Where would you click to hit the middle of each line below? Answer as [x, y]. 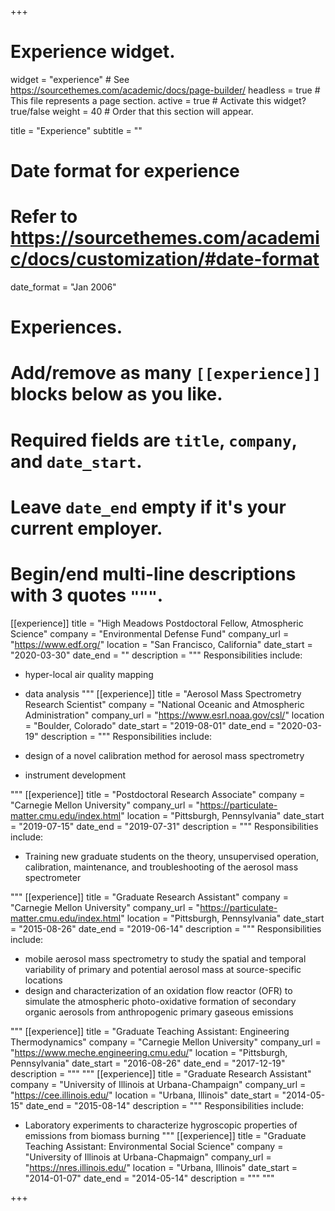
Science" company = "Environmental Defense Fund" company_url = [150, 633]
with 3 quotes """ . [87, 595]
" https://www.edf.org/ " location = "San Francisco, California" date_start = [161, 644]
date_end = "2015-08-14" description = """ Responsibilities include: [164, 1105]
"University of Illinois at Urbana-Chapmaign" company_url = [148, 1157]
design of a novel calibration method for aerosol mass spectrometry [164, 755]
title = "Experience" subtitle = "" [76, 130]
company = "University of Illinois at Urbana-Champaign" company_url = [158, 1084]
